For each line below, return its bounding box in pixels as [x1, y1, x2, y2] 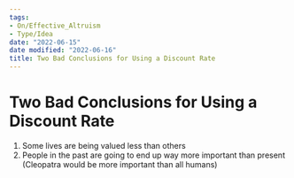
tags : [9, 12, 29, 22]
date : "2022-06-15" [9, 37, 81, 47]
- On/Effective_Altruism [9, 21, 101, 30]
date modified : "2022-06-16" [9, 46, 117, 55]
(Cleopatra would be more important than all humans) [21, 159, 218, 169]
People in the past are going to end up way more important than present [21, 150, 286, 160]
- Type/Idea [9, 29, 53, 38]
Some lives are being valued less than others [21, 140, 186, 151]
